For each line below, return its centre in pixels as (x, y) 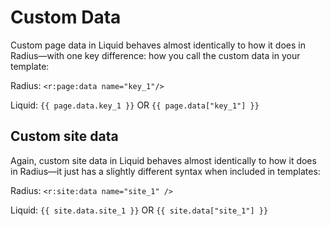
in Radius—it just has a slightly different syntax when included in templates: (165, 171)
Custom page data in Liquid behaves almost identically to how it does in (158, 45)
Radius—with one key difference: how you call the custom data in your (155, 55)
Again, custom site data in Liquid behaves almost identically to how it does (163, 160)
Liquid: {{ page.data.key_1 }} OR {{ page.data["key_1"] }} (135, 105)
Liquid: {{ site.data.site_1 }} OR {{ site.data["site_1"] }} (139, 210)
